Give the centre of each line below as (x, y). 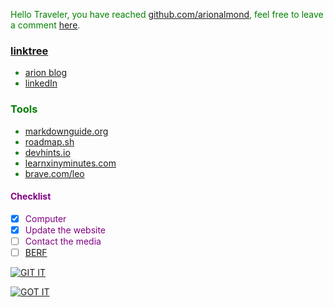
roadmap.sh (49, 141)
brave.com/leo (54, 173)
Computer (45, 218)
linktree (29, 51)
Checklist (31, 196)
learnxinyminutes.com (70, 163)
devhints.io (47, 152)
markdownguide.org (66, 131)
